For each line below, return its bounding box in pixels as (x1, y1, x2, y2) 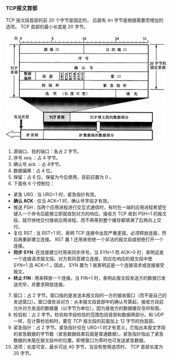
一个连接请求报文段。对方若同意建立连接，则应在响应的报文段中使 (13, 256, 153, 262)
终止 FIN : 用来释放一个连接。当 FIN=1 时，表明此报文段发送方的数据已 (13, 275, 162, 281)
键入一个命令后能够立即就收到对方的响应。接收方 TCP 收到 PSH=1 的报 (13, 211, 163, 217)
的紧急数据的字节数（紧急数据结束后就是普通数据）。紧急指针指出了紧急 (13, 331, 164, 337)
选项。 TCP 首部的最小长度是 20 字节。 (6, 24, 89, 30)
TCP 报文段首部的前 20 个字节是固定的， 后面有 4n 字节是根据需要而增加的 (6, 17, 164, 24)
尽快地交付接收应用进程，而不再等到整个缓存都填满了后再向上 (27, 217, 157, 223)
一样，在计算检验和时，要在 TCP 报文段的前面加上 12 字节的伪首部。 (13, 318, 158, 324)
